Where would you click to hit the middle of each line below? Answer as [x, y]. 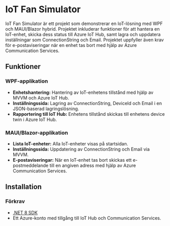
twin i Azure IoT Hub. [35, 119]
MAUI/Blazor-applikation [37, 133]
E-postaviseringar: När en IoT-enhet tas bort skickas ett [72, 160]
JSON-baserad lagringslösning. [46, 109]
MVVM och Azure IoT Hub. [41, 97]
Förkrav [15, 202]
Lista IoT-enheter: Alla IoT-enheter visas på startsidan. [70, 143]
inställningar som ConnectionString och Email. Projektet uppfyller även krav [85, 40]
